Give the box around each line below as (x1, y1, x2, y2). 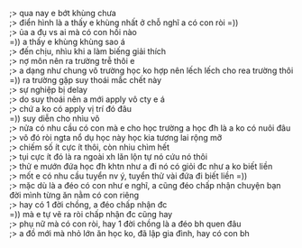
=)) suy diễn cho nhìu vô (9, 113, 100, 124)
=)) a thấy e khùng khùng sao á (9, 36, 126, 47)
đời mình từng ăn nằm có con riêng (9, 189, 140, 200)
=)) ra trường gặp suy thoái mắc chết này (9, 75, 162, 85)
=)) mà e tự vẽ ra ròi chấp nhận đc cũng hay (9, 209, 173, 219)
